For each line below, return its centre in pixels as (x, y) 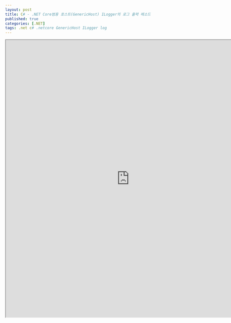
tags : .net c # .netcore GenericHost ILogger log (56, 28)
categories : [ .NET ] (25, 23)
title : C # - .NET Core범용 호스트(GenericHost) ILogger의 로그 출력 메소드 (78, 14)
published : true (22, 19)
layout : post (19, 10)
